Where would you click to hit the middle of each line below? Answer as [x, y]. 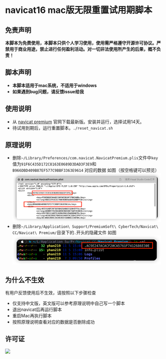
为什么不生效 [25, 280]
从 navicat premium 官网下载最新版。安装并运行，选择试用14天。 [78, 122]
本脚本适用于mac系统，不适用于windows [55, 85]
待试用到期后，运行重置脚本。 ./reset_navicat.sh [62, 128]
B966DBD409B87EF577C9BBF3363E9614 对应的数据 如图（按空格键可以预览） [86, 170]
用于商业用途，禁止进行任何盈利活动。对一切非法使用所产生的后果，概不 [83, 49]
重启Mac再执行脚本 [32, 316]
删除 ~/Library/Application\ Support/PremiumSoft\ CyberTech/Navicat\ [85, 226]
